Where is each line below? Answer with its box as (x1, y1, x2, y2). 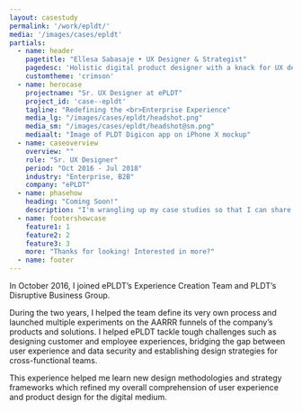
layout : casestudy (9, 13, 78, 22)
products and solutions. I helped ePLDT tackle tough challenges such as (9, 326, 277, 337)
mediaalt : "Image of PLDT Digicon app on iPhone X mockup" (25, 130, 252, 139)
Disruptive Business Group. (9, 290, 111, 300)
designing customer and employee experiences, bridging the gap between (9, 336, 286, 346)
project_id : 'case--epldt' (25, 96, 127, 106)
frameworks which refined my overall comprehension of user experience (9, 382, 279, 392)
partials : (9, 38, 47, 48)
